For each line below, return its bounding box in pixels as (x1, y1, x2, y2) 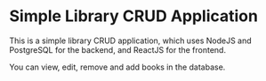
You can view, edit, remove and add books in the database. (9, 62, 226, 72)
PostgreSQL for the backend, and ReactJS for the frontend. (9, 44, 227, 55)
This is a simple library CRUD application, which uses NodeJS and (9, 35, 252, 46)
